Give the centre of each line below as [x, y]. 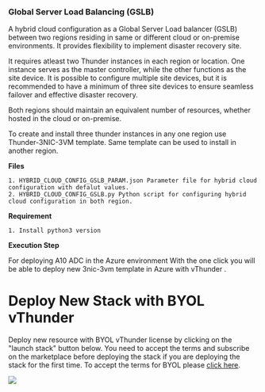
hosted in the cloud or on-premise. [65, 119]
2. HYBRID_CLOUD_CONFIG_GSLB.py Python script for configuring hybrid [127, 195]
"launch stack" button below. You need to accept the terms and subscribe [129, 348]
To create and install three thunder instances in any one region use [117, 134]
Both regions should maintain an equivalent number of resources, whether [130, 110]
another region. [33, 151]
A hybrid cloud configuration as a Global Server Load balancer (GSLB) [123, 29]
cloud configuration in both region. [71, 202]
